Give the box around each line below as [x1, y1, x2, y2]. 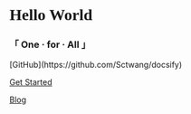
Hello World [9, 5, 93, 24]
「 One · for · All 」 [9, 38, 91, 51]
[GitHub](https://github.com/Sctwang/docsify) [9, 60, 183, 71]
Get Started [9, 77, 53, 88]
